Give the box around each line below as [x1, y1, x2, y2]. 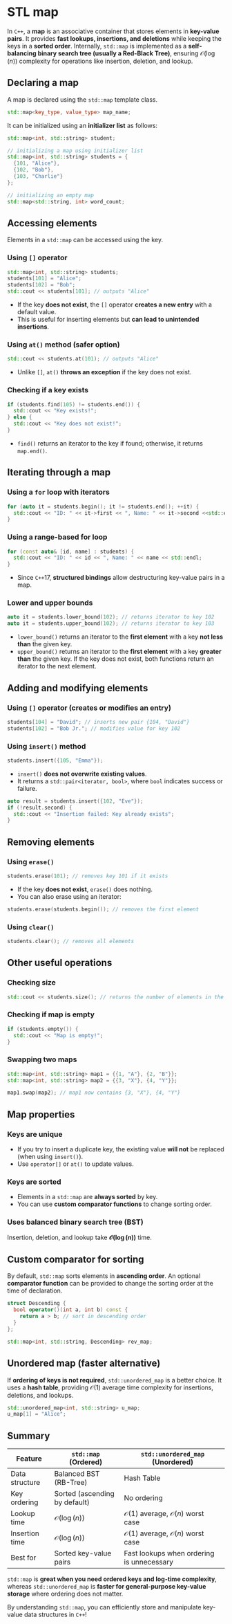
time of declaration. [7, 1286, 63, 1295]
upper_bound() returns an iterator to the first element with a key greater [17, 648, 222, 656]
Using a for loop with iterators [7, 487, 110, 497]
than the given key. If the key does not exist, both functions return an [17, 655, 214, 663]
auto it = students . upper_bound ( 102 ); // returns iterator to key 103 [7, 620, 215, 627]
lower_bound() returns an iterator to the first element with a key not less [17, 632, 223, 641]
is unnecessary [124, 1558, 174, 1567]
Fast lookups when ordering [124, 1549, 215, 1558]
